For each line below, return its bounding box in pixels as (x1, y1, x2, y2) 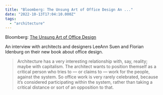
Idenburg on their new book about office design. (5, 49, 103, 55)
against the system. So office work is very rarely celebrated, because (17, 74, 159, 80)
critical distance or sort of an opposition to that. (17, 84, 114, 91)
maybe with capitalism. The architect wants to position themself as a (17, 64, 157, 70)
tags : (5, 16, 16, 21)
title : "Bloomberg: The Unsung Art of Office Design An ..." (5, 7, 133, 12)
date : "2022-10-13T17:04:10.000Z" (5, 12, 76, 17)
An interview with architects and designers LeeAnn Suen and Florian (5, 44, 144, 49)
